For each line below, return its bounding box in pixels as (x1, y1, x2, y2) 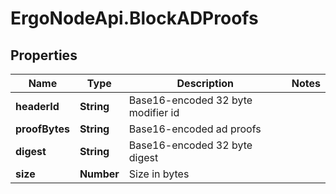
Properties (10, 47, 78, 64)
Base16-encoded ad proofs (128, 122, 262, 136)
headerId (15, 100, 60, 113)
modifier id (128, 106, 180, 119)
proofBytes (15, 122, 70, 136)
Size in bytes (128, 167, 190, 181)
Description (176, 77, 234, 90)
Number (79, 167, 120, 181)
